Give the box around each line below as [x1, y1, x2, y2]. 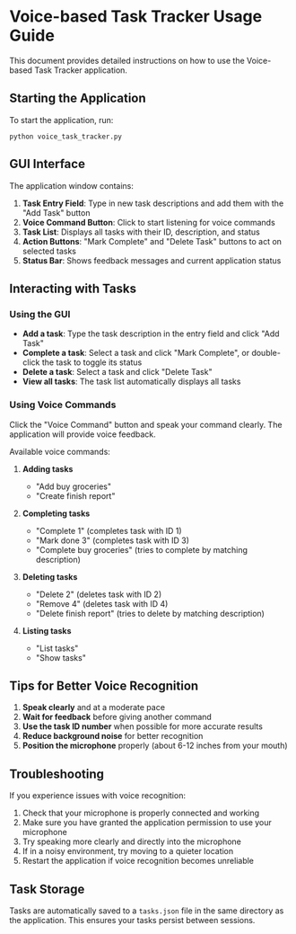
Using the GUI [9, 307, 71, 320]
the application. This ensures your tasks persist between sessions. [9, 914, 256, 925]
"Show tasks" [35, 652, 87, 663]
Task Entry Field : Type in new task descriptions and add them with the [22, 198, 284, 209]
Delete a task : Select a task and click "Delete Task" [22, 367, 213, 378]
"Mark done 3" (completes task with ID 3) [35, 535, 190, 546]
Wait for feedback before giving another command [22, 712, 213, 723]
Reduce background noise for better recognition [22, 731, 204, 742]
